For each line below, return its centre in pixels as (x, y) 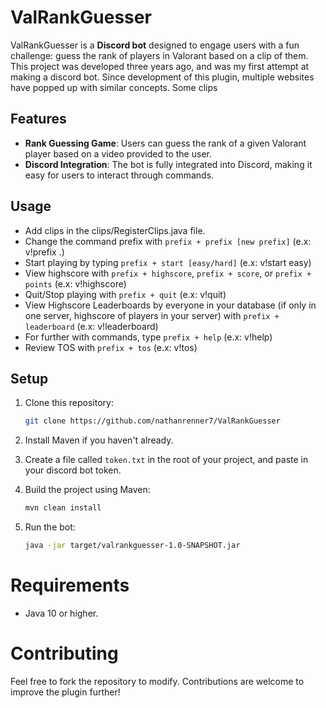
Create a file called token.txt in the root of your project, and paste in (166, 460)
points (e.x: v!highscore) (75, 283)
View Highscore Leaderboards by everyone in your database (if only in (170, 305)
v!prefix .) (44, 252)
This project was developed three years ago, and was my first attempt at (160, 66)
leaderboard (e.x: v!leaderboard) (91, 326)
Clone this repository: (69, 403)
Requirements (70, 585)
